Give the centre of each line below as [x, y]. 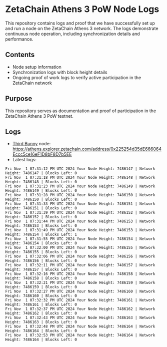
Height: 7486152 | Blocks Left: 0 [41, 217]
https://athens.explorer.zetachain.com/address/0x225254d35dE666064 [87, 149]
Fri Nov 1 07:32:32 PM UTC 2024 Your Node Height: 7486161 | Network [80, 300]
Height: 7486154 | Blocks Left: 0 [41, 243]
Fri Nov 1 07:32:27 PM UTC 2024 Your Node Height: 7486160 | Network [80, 291]
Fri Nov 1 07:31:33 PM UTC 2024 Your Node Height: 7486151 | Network [80, 204]
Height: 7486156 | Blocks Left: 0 [41, 261]
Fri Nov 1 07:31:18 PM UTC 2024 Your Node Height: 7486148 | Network [80, 178]
